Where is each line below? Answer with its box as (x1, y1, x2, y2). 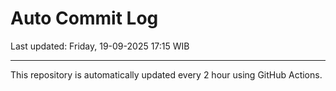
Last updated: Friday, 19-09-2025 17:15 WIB (10, 40, 190, 52)
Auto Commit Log (10, 7, 159, 30)
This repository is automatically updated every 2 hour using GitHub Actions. (10, 68, 323, 81)
